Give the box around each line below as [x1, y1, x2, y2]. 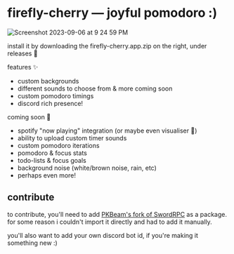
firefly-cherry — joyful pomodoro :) [7, 5, 218, 21]
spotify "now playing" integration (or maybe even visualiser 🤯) [17, 126, 197, 135]
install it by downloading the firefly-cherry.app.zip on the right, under [7, 41, 207, 50]
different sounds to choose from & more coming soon [17, 84, 173, 93]
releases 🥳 [7, 49, 38, 58]
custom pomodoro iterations [17, 141, 100, 149]
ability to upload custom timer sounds [17, 133, 127, 142]
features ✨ [7, 62, 39, 71]
